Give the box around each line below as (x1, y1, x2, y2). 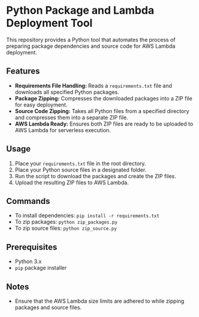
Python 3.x (14, 258, 42, 265)
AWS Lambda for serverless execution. (14, 126, 111, 133)
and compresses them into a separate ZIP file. (14, 114, 128, 121)
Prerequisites (6, 242, 57, 252)
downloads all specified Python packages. (14, 88, 120, 96)
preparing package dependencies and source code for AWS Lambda (6, 42, 176, 50)
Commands (6, 196, 51, 206)
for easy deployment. (14, 101, 68, 108)
